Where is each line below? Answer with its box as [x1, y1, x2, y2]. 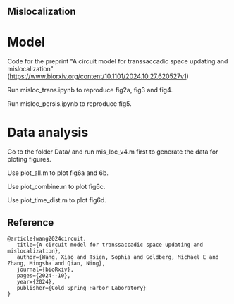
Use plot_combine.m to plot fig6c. [7, 183, 106, 191]
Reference [7, 217, 54, 229]
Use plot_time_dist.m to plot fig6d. [7, 196, 107, 205]
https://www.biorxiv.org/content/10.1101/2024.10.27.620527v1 [9, 72, 187, 80]
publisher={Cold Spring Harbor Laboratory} [16, 285, 147, 292]
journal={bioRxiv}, [16, 266, 74, 274]
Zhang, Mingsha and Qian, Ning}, [7, 260, 106, 267]
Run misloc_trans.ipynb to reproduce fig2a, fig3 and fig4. [7, 86, 173, 95]
